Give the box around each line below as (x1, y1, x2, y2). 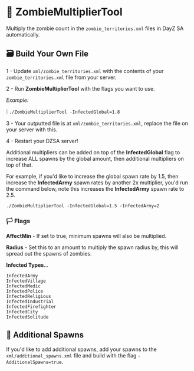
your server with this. (6, 126, 58, 133)
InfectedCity (6, 309, 38, 315)
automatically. (6, 31, 40, 38)
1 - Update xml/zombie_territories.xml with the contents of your (6, 67, 164, 74)
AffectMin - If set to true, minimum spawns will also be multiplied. (6, 233, 167, 240)
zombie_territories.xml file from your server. (6, 74, 117, 81)
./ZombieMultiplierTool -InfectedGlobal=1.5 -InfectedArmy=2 (6, 203, 160, 208)
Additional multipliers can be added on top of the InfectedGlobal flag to (6, 148, 180, 155)
